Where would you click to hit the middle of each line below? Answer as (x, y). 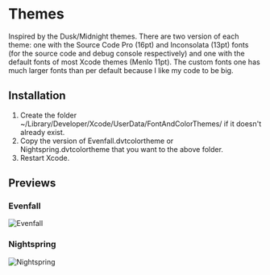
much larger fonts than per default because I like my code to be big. (121, 70)
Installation (37, 96)
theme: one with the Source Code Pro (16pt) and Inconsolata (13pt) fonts (129, 44)
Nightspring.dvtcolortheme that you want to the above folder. (122, 149)
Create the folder (48, 115)
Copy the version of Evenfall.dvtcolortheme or (97, 141)
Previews (32, 183)
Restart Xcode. (45, 158)
